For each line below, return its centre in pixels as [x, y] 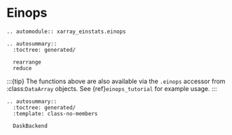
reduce [22, 68]
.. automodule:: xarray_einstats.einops [67, 31]
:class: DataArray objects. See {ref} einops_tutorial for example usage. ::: [112, 88]
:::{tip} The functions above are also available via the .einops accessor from [116, 81]
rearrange [27, 62]
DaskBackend [30, 126]
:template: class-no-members [55, 113]
